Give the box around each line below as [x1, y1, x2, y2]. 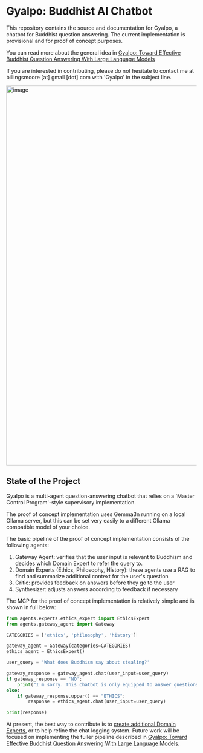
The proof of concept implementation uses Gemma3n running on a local [6, 510, 186, 518]
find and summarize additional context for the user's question [14, 572, 169, 580]
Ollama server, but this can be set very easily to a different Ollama [6, 517, 170, 524]
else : [6, 687, 20, 694]
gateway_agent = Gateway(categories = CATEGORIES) [6, 643, 131, 649]
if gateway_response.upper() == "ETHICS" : [17, 693, 126, 699]
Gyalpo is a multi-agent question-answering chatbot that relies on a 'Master [6, 492, 195, 500]
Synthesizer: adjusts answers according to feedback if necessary [14, 585, 178, 592]
